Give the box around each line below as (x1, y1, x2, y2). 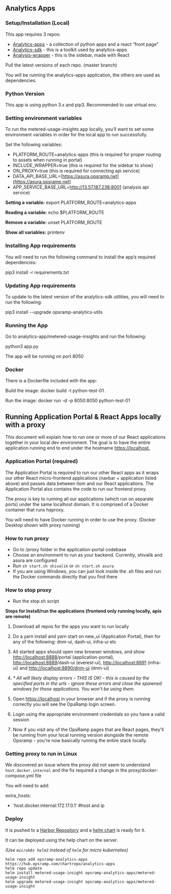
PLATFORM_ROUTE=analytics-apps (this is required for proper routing (12, 151, 161, 158)
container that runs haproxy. (5, 506, 65, 513)
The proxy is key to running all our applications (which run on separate (5, 496, 154, 502)
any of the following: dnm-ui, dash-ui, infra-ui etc (12, 639, 116, 645)
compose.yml (5, 773, 34, 779)
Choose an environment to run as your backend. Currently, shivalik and (12, 552, 162, 558)
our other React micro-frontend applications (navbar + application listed (5, 475, 157, 481)
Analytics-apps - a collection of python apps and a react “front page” (12, 41, 159, 47)
